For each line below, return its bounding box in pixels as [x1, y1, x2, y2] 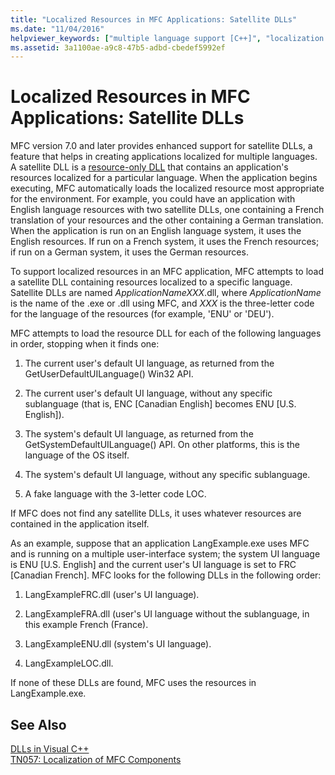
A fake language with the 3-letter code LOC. [24, 488, 207, 500]
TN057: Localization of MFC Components [10, 754, 182, 765]
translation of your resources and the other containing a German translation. [10, 214, 324, 226]
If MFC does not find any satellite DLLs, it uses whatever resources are [10, 507, 302, 520]
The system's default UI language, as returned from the [24, 428, 254, 440]
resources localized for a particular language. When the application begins [10, 172, 318, 184]
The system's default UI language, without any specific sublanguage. [24, 469, 311, 481]
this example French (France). [24, 619, 149, 631]
